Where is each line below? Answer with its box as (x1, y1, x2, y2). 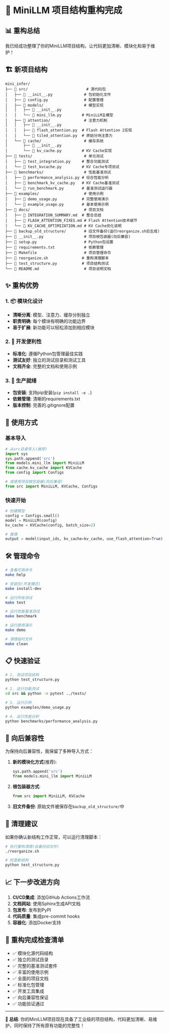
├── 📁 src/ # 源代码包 (5, 86, 106, 91)
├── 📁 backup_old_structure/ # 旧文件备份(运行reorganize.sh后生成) (5, 228, 160, 234)
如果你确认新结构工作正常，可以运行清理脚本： (5, 834, 102, 840)
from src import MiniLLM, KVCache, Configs (5, 483, 98, 489)
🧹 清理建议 (5, 819, 38, 828)
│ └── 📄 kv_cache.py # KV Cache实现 (5, 148, 112, 153)
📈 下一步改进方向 (5, 877, 60, 887)
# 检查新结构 (5, 858, 29, 863)
